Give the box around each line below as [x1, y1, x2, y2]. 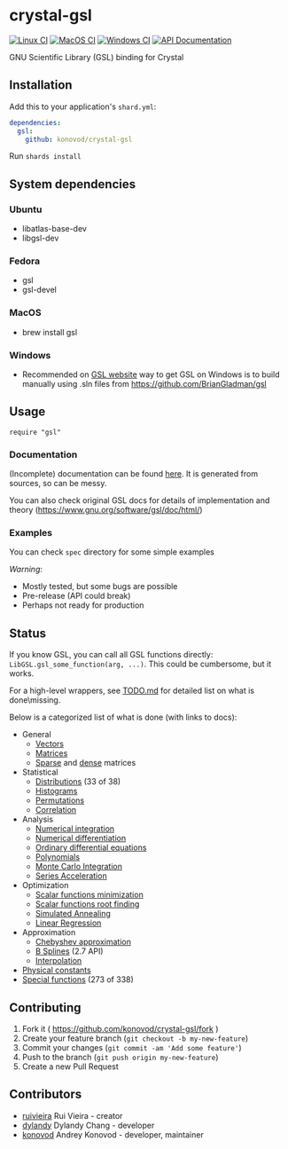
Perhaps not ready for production [21, 600, 144, 610]
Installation [9, 77, 73, 93]
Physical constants [21, 964, 91, 976]
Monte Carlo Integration [35, 862, 122, 872]
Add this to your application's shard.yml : [9, 101, 157, 112]
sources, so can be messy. [9, 478, 107, 489]
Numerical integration [35, 823, 115, 834]
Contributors [9, 1087, 82, 1102]
